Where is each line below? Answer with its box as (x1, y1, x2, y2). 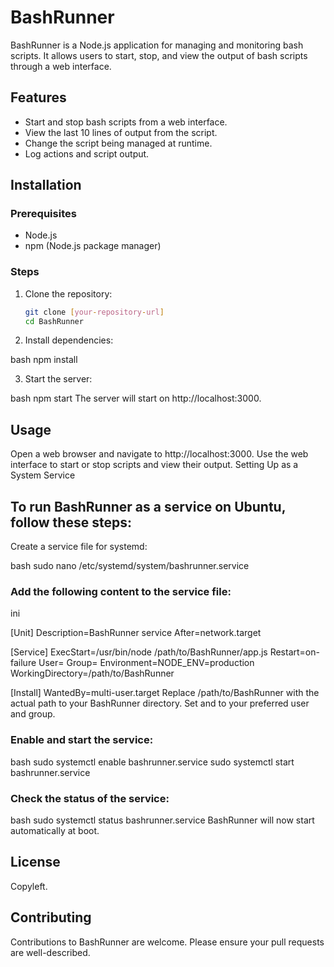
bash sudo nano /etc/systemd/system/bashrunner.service (10, 560, 250, 572)
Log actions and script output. (24, 147, 150, 160)
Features (10, 89, 67, 106)
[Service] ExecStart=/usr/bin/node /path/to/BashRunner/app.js (10, 646, 268, 658)
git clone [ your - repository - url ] (24, 307, 165, 317)
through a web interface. (10, 60, 112, 72)
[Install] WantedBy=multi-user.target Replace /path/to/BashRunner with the (10, 687, 320, 699)
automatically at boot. (10, 825, 100, 836)
